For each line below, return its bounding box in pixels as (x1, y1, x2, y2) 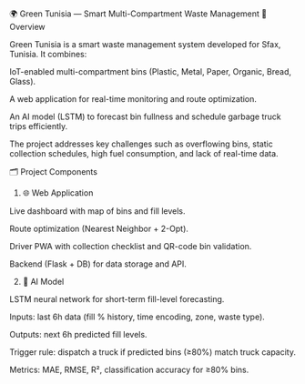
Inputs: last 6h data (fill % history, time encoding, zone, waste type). (9, 311, 266, 322)
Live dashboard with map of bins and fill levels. (9, 206, 186, 217)
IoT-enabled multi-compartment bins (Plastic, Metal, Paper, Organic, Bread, (9, 66, 292, 76)
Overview (9, 22, 46, 32)
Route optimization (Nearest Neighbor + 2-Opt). (9, 223, 189, 234)
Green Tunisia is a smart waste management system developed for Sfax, (9, 39, 281, 49)
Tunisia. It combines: (9, 49, 87, 59)
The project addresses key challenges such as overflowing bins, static (9, 138, 273, 149)
